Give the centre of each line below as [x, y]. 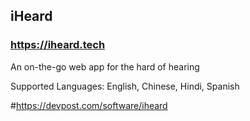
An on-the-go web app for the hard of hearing [105, 66]
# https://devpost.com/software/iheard [89, 105]
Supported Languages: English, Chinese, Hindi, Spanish [125, 86]
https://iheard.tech [58, 45]
